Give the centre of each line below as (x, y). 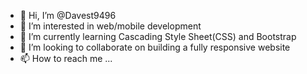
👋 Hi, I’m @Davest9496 (68, 15)
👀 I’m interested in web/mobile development (110, 26)
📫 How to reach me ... (66, 58)
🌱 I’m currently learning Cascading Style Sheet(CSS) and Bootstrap (158, 36)
